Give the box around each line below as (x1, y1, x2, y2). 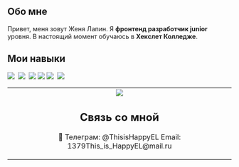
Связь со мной (80, 110, 159, 124)
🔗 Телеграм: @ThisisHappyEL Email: (58, 132, 181, 142)
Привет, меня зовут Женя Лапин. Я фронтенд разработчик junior (7, 24, 208, 33)
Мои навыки (7, 53, 66, 65)
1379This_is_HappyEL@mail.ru (67, 141, 172, 151)
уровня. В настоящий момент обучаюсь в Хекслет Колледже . (7, 32, 198, 41)
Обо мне (7, 6, 48, 18)
